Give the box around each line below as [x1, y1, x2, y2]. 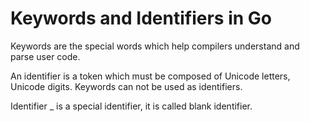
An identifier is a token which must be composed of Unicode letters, [10, 70, 291, 82]
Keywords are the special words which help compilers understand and [10, 40, 300, 52]
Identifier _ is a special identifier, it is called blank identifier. [10, 100, 253, 112]
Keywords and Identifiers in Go [10, 7, 272, 30]
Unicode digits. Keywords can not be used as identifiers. [10, 80, 243, 92]
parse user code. [10, 50, 81, 62]
